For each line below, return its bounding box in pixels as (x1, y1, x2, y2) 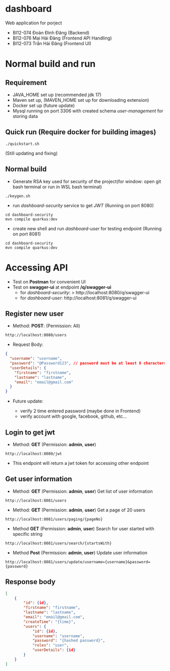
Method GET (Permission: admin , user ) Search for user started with (12, 525, 154, 532)
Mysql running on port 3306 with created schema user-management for (12, 107, 163, 114)
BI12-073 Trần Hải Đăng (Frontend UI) (12, 40, 92, 46)
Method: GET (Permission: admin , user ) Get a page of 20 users (12, 507, 146, 513)
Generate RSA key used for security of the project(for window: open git (12, 178, 161, 184)
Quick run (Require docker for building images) (5, 128, 156, 137)
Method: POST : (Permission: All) (12, 323, 80, 329)
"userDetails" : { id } (32, 648, 76, 653)
